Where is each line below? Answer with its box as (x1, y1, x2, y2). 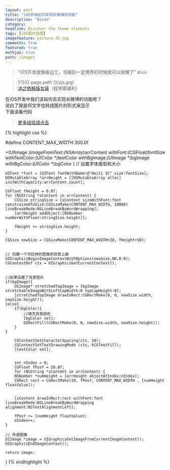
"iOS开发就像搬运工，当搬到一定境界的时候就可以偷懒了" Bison (17, 69, 147, 75)
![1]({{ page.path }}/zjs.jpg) (17, 79, 75, 85)
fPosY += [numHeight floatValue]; (14, 414, 87, 419)
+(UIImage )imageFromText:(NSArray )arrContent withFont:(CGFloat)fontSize (5, 149, 165, 155)
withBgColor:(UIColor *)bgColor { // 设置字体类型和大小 (5, 161, 121, 167)
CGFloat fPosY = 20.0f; (14, 365, 65, 370)
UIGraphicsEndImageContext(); (5, 441, 70, 447)
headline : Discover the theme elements (5, 26, 90, 31)
